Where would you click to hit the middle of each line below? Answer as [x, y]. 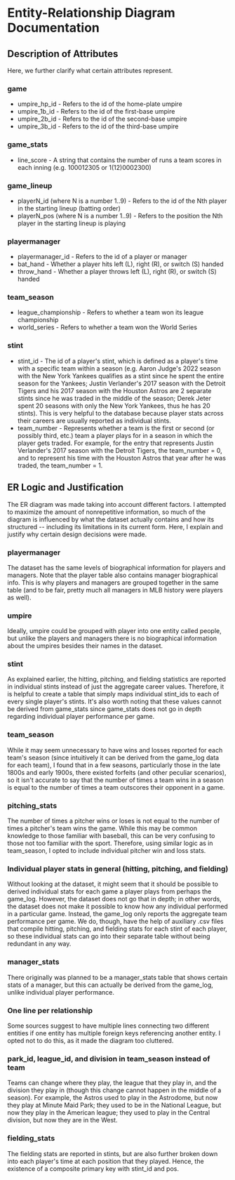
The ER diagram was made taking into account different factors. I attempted [117, 504]
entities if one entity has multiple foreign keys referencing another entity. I [114, 1033]
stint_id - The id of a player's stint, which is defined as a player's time [117, 361]
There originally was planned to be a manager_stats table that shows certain [117, 977]
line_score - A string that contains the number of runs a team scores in [120, 160]
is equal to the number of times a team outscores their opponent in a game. [116, 787]
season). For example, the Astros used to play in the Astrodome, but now [113, 1098]
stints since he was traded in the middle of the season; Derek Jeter [114, 398]
